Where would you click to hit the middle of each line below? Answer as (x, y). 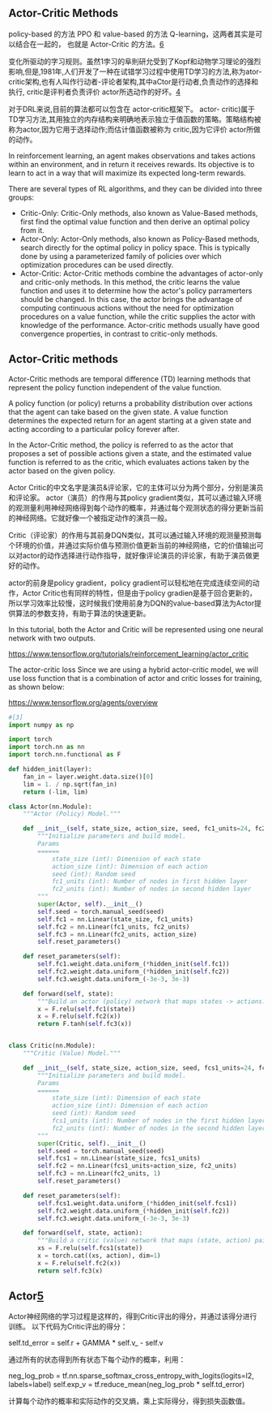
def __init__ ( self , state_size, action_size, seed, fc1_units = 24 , (137, 829)
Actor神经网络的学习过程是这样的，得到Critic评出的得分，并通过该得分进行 (133, 1316)
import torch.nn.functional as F (65, 755)
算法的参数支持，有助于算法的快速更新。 (83, 613)
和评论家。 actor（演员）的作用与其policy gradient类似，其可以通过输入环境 (135, 498)
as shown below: (36, 687)
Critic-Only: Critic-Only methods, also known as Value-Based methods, (139, 213)
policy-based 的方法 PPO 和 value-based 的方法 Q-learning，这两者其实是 (132, 34)
